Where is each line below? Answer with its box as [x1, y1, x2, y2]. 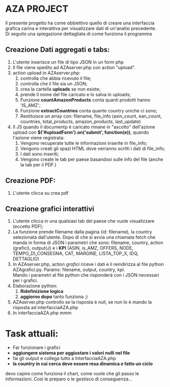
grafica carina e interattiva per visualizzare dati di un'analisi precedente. [5, 25, 157, 31]
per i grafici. [12, 278, 38, 284]
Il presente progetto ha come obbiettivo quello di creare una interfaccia [5, 20, 155, 26]
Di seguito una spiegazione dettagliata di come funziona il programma [5, 31, 152, 37]
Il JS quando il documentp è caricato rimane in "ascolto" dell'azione [12, 124, 155, 130]
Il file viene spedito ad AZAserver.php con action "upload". [12, 64, 136, 70]
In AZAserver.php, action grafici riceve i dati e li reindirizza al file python [12, 261, 164, 267]
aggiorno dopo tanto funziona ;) [20, 293, 88, 300]
